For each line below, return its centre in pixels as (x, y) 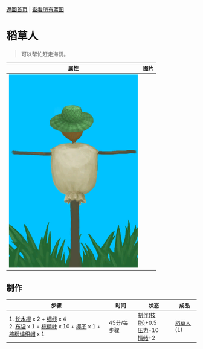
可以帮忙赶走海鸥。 (45, 54)
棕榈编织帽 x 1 (27, 334)
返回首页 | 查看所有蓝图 (35, 9)
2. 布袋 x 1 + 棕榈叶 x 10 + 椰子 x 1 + (55, 326)
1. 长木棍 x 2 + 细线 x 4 (37, 319)
